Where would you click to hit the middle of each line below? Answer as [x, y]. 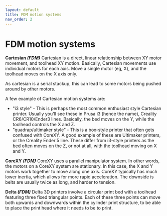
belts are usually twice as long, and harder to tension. [60, 182]
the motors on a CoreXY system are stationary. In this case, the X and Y [79, 166]
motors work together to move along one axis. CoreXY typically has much [81, 172]
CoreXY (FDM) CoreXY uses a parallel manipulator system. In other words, [82, 161]
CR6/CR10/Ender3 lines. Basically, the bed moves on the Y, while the [83, 119]
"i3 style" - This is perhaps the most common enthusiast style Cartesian [87, 109]
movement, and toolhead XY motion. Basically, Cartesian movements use [81, 63]
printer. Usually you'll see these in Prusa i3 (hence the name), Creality [85, 114]
